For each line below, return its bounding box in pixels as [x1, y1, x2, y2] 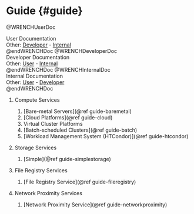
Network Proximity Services [14, 189, 82, 196]
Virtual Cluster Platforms [23, 120, 83, 127]
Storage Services [14, 144, 57, 151]
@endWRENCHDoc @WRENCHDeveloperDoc [6, 47, 118, 54]
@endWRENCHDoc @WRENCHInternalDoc [6, 66, 111, 73]
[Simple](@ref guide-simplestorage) [23, 155, 112, 162]
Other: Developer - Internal [6, 41, 72, 48]
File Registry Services [14, 166, 68, 174]
